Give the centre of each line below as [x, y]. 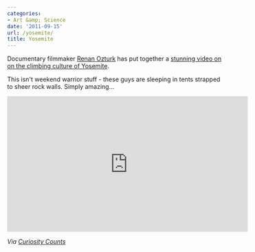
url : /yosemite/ [30, 33]
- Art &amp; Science [37, 20]
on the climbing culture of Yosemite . [58, 66]
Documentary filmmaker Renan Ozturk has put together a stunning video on [114, 59]
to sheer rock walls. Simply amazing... [61, 87]
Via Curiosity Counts [36, 242]
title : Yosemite [30, 39]
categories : [24, 13]
